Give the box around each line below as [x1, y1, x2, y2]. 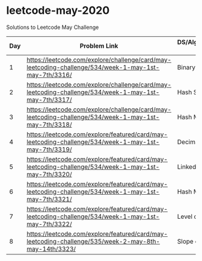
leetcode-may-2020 [6, 4, 110, 17]
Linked [177, 162, 197, 171]
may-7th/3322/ [26, 219, 72, 228]
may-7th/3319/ [26, 145, 72, 154]
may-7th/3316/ [26, 71, 72, 79]
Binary [177, 63, 196, 71]
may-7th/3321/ [26, 195, 72, 203]
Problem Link [79, 42, 118, 50]
